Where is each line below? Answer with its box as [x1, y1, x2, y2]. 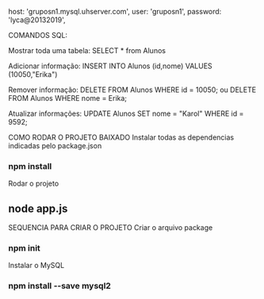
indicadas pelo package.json [8, 141, 102, 150]
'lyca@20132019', [8, 15, 66, 25]
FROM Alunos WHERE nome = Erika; [8, 94, 128, 102]
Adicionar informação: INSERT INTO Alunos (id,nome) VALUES [8, 61, 212, 71]
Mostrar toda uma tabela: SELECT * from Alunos [8, 46, 166, 55]
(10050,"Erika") [8, 70, 58, 79]
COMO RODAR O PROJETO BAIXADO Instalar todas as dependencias [8, 132, 235, 142]
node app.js [8, 201, 68, 215]
